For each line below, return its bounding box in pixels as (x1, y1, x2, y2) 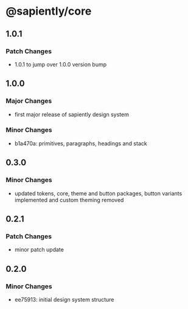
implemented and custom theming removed (14, 196, 124, 203)
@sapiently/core (5, 4, 92, 18)
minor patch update (14, 246, 64, 253)
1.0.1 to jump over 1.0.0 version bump (14, 60, 107, 68)
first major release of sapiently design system (14, 111, 129, 118)
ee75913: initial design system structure (14, 296, 114, 303)
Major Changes (5, 96, 52, 105)
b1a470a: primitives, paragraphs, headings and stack (14, 139, 147, 147)
